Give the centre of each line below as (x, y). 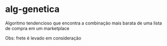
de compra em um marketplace (37, 28)
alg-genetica (32, 9)
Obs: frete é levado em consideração (43, 38)
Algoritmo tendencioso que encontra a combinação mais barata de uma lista (83, 23)
